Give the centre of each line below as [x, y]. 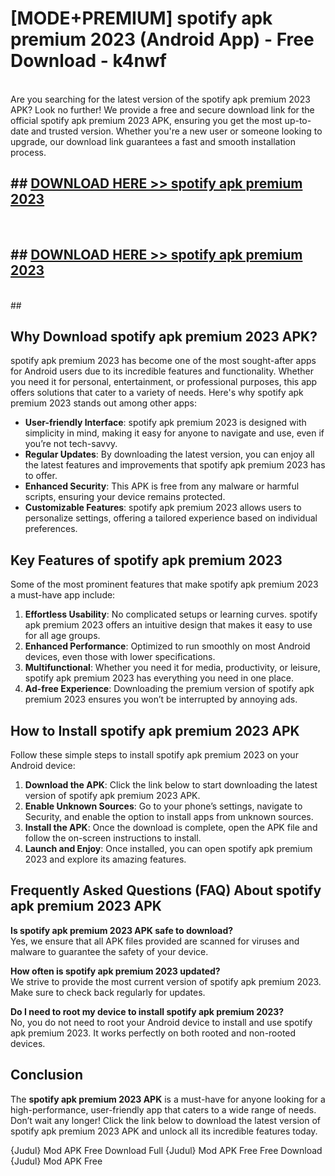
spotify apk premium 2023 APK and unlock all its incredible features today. [164, 1131]
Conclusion [47, 1075]
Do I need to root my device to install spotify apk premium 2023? [147, 1011]
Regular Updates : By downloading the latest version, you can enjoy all [169, 454]
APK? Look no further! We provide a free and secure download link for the [162, 109]
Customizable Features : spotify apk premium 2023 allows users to [163, 508]
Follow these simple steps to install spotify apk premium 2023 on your [154, 755]
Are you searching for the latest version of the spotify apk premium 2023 [160, 99]
